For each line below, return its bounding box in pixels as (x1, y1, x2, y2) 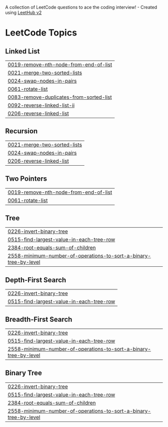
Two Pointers (5, 175, 47, 183)
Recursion (5, 127, 38, 136)
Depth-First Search (5, 275, 66, 284)
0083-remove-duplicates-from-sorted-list (7, 94, 112, 101)
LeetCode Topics (5, 27, 77, 39)
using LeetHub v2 (5, 10, 42, 16)
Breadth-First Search (5, 315, 72, 323)
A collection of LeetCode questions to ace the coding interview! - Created (5, 5, 157, 10)
